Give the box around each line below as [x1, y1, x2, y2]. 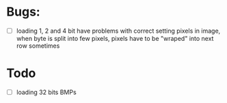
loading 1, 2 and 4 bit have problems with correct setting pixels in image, [16, 27, 221, 35]
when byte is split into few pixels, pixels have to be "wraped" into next [16, 35, 214, 42]
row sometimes [16, 42, 60, 50]
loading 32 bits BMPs [16, 88, 77, 96]
